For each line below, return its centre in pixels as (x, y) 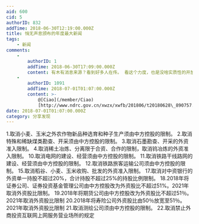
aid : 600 (17, 12)
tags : (13, 39)
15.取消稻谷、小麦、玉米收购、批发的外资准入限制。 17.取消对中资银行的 (105, 171)
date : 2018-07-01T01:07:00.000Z (46, 111)
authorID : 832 (24, 23)
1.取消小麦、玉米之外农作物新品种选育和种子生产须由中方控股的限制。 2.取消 (99, 134)
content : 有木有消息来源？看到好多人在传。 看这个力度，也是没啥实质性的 (107, 72)
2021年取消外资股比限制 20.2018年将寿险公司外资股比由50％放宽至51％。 (96, 201)
